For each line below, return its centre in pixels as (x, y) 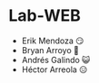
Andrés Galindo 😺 (56, 60)
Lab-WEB (45, 16)
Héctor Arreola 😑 (54, 69)
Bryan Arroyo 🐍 (50, 50)
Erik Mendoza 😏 (53, 41)
